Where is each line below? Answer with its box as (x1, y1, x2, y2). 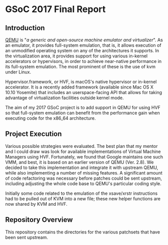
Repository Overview (5, 215, 73, 224)
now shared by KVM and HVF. (5, 201, 68, 207)
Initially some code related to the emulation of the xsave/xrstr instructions (5, 190, 158, 196)
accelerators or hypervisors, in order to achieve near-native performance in (5, 58, 162, 64)
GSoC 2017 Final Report (5, 4, 106, 15)
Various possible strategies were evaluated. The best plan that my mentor (5, 143, 158, 149)
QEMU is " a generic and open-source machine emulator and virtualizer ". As (5, 37, 163, 43)
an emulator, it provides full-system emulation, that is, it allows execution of (5, 42, 162, 48)
